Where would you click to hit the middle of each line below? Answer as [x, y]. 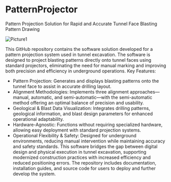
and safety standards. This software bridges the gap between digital [85, 146]
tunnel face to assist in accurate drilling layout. [62, 86]
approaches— [145, 92]
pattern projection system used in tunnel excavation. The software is [78, 54]
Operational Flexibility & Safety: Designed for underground [74, 135]
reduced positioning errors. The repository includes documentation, [84, 162]
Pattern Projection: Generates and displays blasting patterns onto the [86, 81]
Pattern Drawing [23, 29]
